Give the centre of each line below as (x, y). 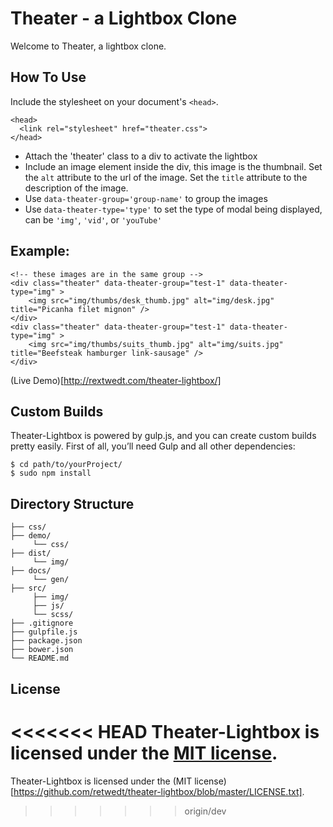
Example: (40, 251)
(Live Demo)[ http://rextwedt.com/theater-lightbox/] (116, 380)
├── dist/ (31, 553)
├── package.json (46, 641)
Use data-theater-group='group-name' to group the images (146, 198)
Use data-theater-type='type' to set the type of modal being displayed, (173, 209)
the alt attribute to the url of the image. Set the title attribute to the (166, 177)
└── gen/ (51, 580)
